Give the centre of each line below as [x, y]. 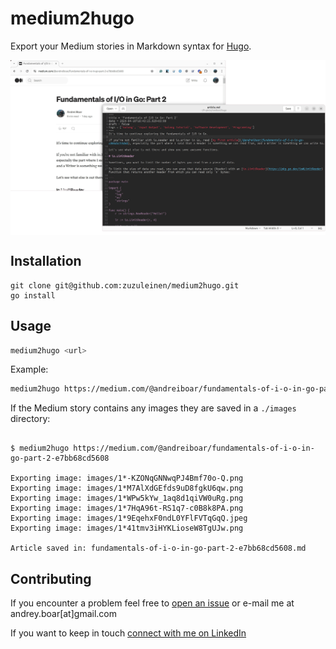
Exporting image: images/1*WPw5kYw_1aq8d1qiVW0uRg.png [127, 498]
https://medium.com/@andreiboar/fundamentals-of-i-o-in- [194, 448]
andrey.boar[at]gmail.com [63, 614]
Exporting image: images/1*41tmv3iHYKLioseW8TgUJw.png [127, 528]
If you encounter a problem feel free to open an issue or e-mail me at [152, 603]
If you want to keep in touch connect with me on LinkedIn [128, 633]
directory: [30, 419]
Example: [29, 369]
